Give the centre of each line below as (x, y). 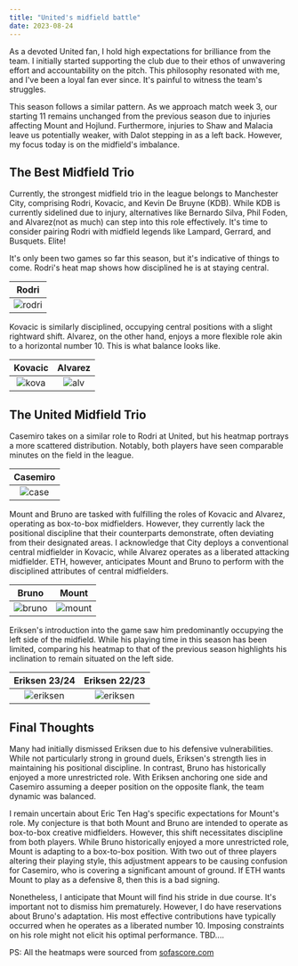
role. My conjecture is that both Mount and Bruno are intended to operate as (149, 822)
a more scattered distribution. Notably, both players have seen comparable (146, 446)
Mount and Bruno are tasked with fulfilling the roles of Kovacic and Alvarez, (147, 515)
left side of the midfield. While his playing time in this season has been (138, 640)
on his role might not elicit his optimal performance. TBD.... (117, 935)
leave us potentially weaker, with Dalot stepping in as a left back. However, (146, 135)
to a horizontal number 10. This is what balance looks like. (115, 346)
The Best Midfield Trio (72, 172)
